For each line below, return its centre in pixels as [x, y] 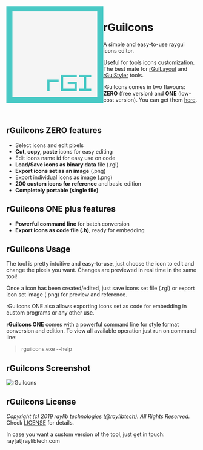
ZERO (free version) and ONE [140, 93]
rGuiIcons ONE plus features [61, 209]
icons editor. [119, 50]
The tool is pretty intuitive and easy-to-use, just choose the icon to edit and [100, 264]
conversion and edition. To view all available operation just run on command [101, 331]
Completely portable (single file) [57, 190]
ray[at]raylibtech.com [33, 441]
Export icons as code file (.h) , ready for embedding [80, 230]
